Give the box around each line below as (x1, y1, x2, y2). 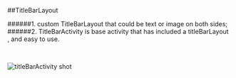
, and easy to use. (7, 35, 60, 43)
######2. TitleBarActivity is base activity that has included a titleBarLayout (7, 28, 230, 35)
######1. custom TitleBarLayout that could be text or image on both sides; (7, 20, 228, 28)
